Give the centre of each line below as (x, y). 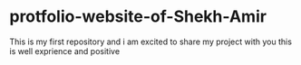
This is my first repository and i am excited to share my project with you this (151, 42)
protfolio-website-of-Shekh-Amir (138, 17)
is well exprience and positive (65, 51)
